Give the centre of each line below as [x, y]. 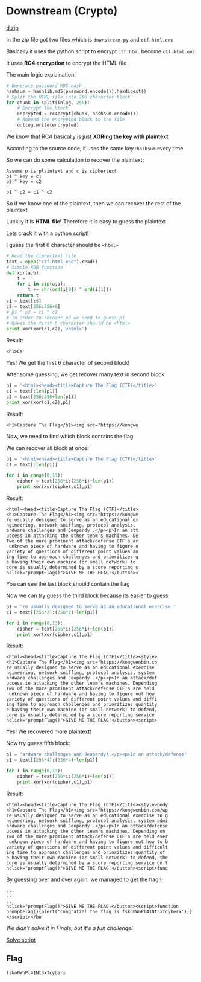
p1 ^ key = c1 [24, 176]
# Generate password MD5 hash [44, 86]
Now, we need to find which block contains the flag [70, 436]
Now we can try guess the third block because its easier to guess [87, 595]
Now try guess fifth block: [38, 743]
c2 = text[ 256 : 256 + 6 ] [33, 306]
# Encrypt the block [43, 108]
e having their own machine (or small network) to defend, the [87, 858]
